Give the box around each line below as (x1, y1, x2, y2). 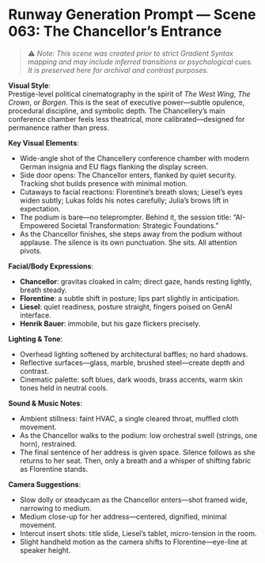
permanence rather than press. (8, 123, 110, 132)
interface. (19, 310, 51, 320)
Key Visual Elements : (8, 138, 79, 147)
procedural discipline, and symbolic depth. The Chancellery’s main (8, 105, 225, 116)
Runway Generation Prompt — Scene (8, 6, 256, 24)
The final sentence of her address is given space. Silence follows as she (19, 447, 256, 457)
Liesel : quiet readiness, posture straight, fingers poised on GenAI (19, 302, 233, 311)
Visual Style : (8, 81, 51, 90)
